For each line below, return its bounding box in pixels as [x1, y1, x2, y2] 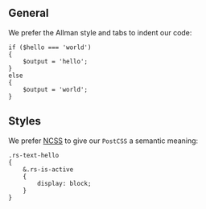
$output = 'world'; [23, 85, 89, 93]
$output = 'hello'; [23, 57, 89, 65]
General [8, 6, 50, 20]
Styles [8, 114, 42, 128]
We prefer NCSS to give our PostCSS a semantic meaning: [8, 136, 199, 145]
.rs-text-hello [8, 151, 60, 159]
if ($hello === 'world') [8, 43, 92, 51]
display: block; [37, 179, 92, 187]
